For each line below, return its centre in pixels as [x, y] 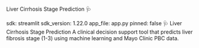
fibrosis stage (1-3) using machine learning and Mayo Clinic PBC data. [93, 38]
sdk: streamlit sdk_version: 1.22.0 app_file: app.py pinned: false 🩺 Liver [94, 23]
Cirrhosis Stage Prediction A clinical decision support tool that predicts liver [99, 32]
